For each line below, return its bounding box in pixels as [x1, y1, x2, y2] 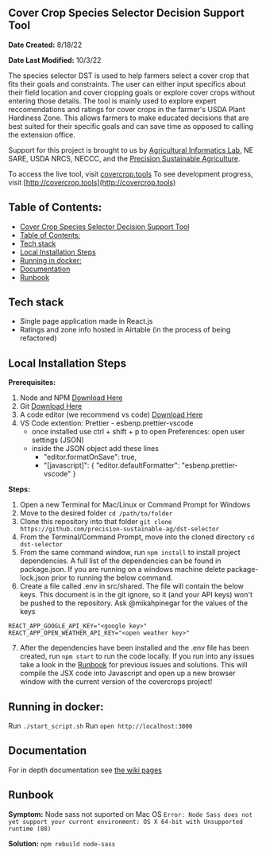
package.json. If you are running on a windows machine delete [19, 565, 226, 574]
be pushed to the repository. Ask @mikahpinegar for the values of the [19, 598, 249, 608]
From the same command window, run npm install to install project [19, 548, 241, 558]
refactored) [19, 333, 57, 343]
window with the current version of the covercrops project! [19, 677, 213, 686]
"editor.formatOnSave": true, [43, 453, 137, 462]
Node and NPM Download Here [19, 393, 123, 402]
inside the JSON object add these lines [31, 444, 159, 453]
